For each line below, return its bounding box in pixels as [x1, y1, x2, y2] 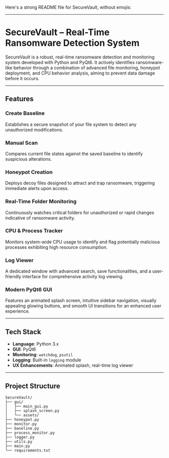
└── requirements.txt [5, 448, 51, 453]
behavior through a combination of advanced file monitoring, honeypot [13, 64, 160, 71]
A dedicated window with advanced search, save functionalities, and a [5, 268, 151, 274]
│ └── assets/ [5, 413, 39, 418]
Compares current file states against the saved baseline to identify [5, 151, 143, 157]
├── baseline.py [5, 426, 39, 431]
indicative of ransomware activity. [5, 215, 75, 221]
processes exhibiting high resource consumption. [5, 244, 108, 250]
